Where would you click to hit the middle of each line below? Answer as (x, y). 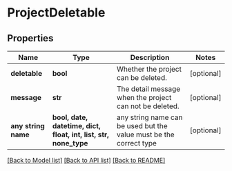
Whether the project (149, 69)
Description (150, 58)
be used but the (142, 126)
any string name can (149, 117)
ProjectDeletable (56, 13)
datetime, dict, (77, 126)
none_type (70, 143)
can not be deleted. (148, 106)
